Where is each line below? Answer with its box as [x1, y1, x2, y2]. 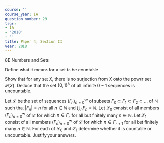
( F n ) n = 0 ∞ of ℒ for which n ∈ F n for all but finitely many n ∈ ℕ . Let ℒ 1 [5, 111, 147, 119]
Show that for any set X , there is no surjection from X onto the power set [5, 76, 151, 82]
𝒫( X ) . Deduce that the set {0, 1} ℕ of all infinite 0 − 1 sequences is [5, 81, 135, 88]
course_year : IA [5, 12, 38, 17]
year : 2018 [5, 44, 27, 48]
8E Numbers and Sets [5, 57, 49, 63]
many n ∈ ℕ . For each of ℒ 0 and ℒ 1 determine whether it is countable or [5, 126, 152, 133]
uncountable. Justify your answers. [5, 132, 76, 138]
